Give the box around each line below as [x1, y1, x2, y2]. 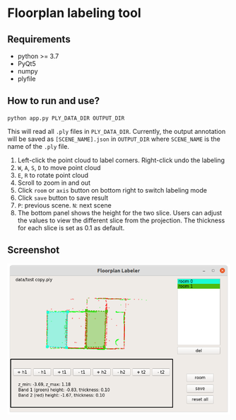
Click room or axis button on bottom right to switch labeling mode [17, 186, 207, 194]
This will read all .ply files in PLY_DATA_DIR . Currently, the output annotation [7, 127, 226, 135]
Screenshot [7, 244, 60, 256]
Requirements [7, 33, 71, 45]
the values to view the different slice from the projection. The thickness [17, 216, 225, 225]
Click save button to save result [17, 193, 109, 202]
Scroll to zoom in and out [17, 178, 90, 187]
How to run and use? [7, 95, 100, 107]
